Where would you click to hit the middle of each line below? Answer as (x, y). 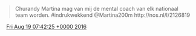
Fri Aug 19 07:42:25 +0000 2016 (46, 27)
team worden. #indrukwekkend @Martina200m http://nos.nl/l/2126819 (103, 15)
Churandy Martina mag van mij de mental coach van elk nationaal (96, 9)
